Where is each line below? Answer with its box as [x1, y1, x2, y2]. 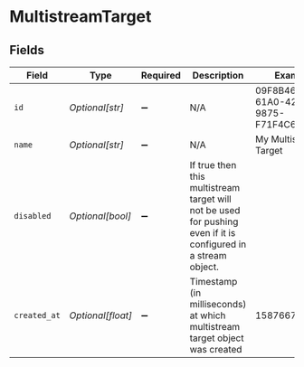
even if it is [189, 227, 236, 239]
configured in [189, 238, 247, 250]
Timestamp [189, 276, 238, 287]
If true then [189, 159, 237, 171]
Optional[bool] [69, 210, 132, 222]
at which [189, 309, 226, 322]
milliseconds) [189, 298, 247, 310]
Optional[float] [69, 309, 133, 322]
